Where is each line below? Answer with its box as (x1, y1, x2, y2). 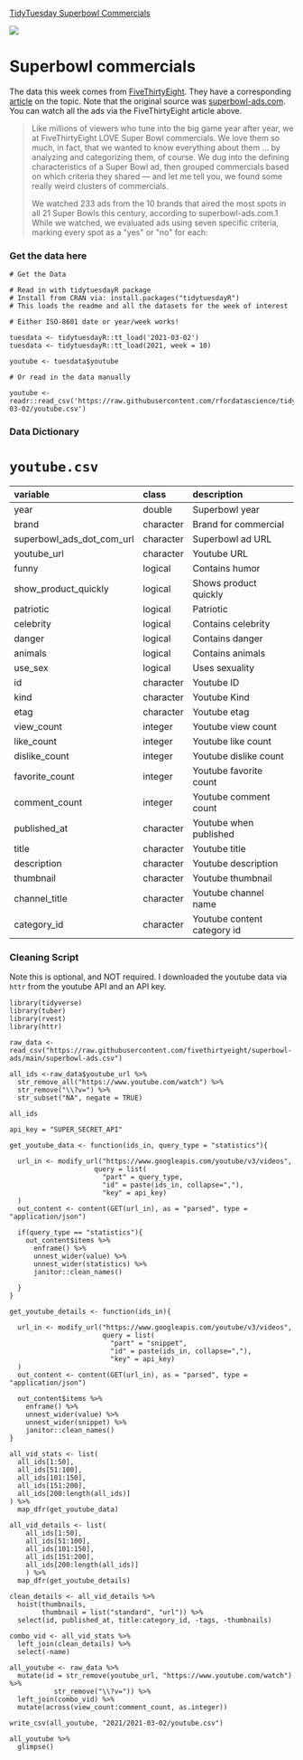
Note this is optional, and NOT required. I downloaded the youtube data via (9, 971, 288, 982)
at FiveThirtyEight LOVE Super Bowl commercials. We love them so (31, 132, 280, 143)
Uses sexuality (192, 662, 255, 675)
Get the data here (9, 249, 87, 261)
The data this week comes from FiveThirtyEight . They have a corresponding (9, 86, 291, 97)
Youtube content (192, 913, 263, 925)
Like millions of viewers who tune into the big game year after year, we (31, 122, 294, 134)
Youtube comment (192, 790, 271, 803)
